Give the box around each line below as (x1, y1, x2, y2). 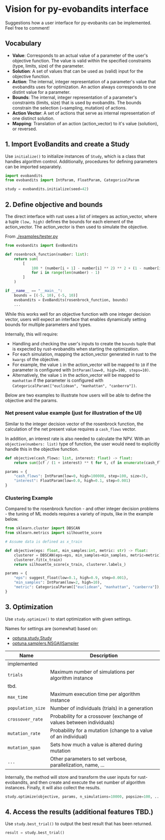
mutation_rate (7, 730, 41, 736)
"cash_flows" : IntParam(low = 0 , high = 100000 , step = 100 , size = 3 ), (14, 474, 148, 479)
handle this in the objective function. (5, 446, 79, 452)
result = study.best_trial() (5, 830, 65, 836)
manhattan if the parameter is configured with (12, 377, 104, 383)
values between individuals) (50, 719, 115, 726)
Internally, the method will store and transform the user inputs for (5, 774, 137, 780)
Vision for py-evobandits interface (5, 3, 149, 15)
